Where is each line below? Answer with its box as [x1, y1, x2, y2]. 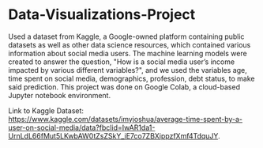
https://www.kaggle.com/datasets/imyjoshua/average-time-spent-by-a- [8, 114, 243, 123]
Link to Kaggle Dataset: [8, 105, 85, 116]
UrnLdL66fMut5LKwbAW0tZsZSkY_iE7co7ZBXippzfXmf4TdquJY [8, 131, 219, 140]
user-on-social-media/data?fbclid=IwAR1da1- [8, 123, 156, 132]
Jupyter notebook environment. [8, 90, 111, 100]
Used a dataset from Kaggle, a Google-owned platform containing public [8, 32, 245, 41]
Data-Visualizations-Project [8, 6, 196, 24]
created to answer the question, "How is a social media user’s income [8, 57, 235, 66]
